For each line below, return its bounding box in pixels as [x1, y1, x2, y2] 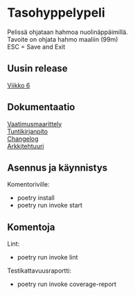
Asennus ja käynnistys [7, 162, 108, 174]
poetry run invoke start [17, 201, 83, 210]
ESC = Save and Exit [7, 42, 66, 51]
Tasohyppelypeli [7, 5, 105, 21]
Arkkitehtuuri [7, 142, 44, 150]
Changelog [7, 134, 39, 143]
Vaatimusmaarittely [7, 119, 62, 128]
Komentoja [7, 221, 55, 233]
